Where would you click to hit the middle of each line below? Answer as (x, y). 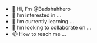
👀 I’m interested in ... (36, 15)
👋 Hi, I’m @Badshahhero (41, 9)
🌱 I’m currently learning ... (43, 21)
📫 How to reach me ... (39, 34)
